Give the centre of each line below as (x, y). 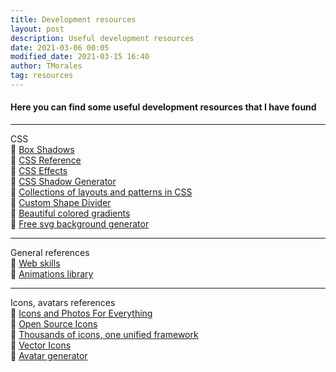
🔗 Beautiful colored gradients (70, 213)
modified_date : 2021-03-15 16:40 (80, 57)
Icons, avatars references (63, 303)
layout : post (37, 29)
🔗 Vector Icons (41, 345)
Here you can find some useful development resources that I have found (163, 107)
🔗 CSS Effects (39, 171)
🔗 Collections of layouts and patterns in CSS (101, 192)
